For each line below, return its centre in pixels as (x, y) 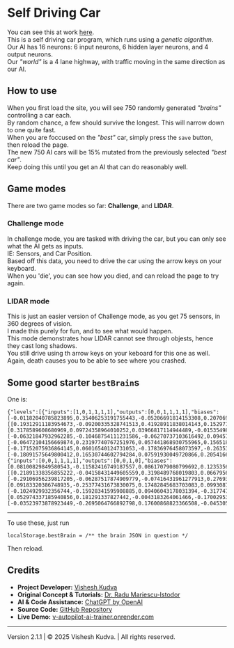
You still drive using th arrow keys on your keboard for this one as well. (109, 354)
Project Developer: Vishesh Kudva (67, 587)
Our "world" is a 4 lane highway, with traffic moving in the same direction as (116, 61)
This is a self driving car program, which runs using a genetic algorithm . (110, 39)
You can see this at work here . (51, 32)
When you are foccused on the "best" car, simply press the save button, (110, 137)
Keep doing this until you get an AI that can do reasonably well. (97, 167)
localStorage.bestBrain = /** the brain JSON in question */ (98, 535)
